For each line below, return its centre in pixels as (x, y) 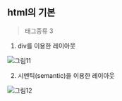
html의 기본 (31, 13)
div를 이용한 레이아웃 (47, 46)
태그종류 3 (39, 31)
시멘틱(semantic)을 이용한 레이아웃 (66, 75)
